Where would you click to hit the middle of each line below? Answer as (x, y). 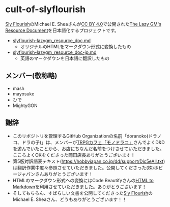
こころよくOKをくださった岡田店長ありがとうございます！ (74, 155)
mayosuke (23, 94)
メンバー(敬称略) (31, 76)
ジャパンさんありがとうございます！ (55, 174)
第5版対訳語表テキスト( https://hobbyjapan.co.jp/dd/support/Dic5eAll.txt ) (89, 161)
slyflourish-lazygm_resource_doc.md (51, 40)
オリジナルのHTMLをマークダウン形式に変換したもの (76, 46)
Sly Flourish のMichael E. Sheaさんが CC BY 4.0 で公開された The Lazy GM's (83, 24)
